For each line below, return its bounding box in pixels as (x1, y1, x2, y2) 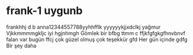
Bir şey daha (6, 42, 37, 49)
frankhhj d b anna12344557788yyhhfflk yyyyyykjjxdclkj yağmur (6, 23, 161, 30)
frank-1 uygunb (6, 4, 83, 18)
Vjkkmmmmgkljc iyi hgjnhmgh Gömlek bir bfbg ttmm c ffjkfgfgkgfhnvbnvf (6, 29, 185, 36)
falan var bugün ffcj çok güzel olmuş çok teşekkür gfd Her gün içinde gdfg (6, 36, 188, 43)
